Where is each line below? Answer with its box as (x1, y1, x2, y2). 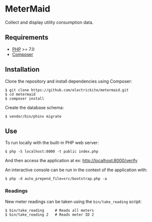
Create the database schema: (5, 104, 64, 110)
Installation (5, 65, 40, 74)
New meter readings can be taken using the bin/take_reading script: (5, 198, 142, 204)
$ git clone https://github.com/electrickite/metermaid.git (5, 88, 129, 92)
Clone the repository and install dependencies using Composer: (5, 78, 132, 84)
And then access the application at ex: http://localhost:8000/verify (5, 158, 138, 163)
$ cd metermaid (5, 92, 36, 97)
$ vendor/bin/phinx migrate (5, 114, 62, 119)
